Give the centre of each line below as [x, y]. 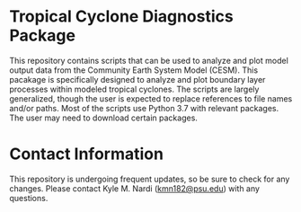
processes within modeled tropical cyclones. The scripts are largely [134, 89]
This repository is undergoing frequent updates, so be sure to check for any [150, 179]
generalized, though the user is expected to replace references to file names [151, 98]
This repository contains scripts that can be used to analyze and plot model [149, 60]
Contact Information [87, 154]
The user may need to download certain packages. [103, 118]
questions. [29, 198]
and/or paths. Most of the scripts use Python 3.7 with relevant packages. [144, 108]
